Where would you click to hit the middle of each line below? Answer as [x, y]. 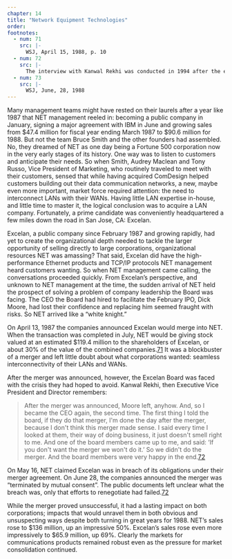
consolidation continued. [42, 550]
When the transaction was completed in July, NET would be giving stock [110, 335]
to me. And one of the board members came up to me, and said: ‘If [119, 442]
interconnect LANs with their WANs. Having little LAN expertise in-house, [111, 198]
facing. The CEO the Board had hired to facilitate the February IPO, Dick [109, 300]
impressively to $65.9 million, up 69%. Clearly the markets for [95, 535]
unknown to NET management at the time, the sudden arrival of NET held [112, 285]
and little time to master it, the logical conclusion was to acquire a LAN [107, 206]
